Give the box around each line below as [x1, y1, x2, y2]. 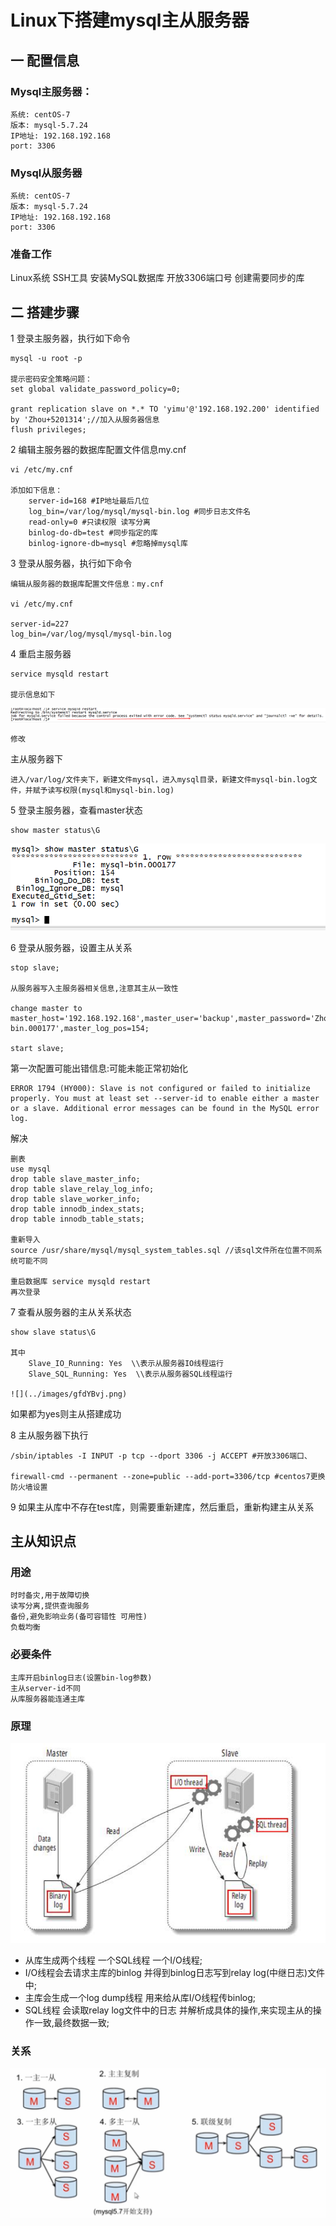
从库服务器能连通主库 [10, 1694, 85, 1704]
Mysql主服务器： [10, 84, 93, 98]
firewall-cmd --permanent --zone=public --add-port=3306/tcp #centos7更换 [10, 1471, 326, 1481]
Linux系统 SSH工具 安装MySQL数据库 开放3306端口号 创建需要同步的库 [10, 272, 305, 284]
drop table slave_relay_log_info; [10, 1184, 155, 1194]
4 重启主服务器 [10, 648, 72, 660]
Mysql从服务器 [10, 166, 83, 180]
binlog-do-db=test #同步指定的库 [28, 528, 159, 538]
